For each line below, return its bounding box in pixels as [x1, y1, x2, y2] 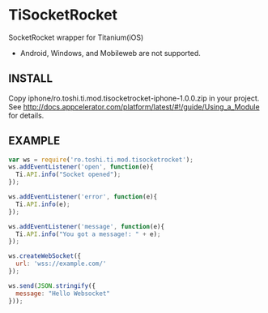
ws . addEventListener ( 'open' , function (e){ [8, 163, 154, 171]
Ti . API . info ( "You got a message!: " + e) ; [15, 229, 161, 238]
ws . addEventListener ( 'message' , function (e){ [8, 222, 164, 230]
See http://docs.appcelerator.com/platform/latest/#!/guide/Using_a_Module [8, 101, 261, 111]
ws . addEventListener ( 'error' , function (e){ [8, 193, 158, 201]
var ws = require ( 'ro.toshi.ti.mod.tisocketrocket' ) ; [8, 156, 194, 164]
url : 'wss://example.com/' [15, 259, 107, 268]
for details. [8, 110, 45, 120]
